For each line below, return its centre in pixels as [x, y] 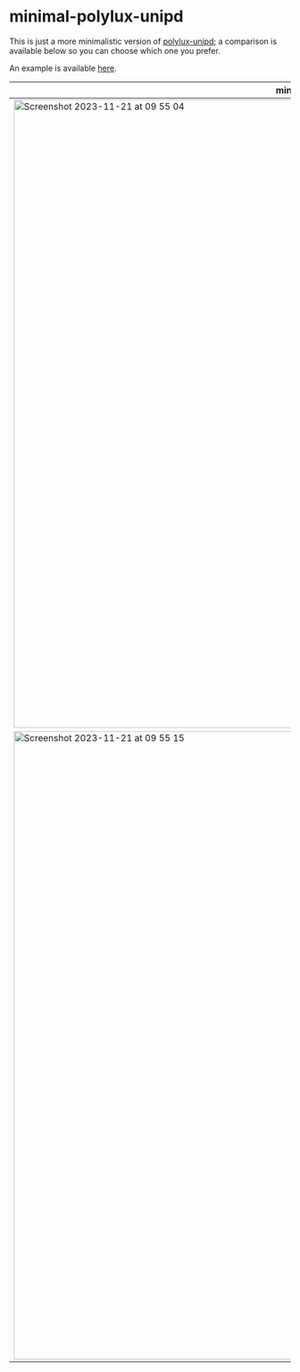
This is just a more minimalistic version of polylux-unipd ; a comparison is [143, 41]
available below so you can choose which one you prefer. [115, 50]
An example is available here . [63, 68]
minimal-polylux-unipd [96, 17]
